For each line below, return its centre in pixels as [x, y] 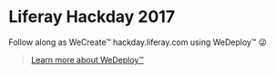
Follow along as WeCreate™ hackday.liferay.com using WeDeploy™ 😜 [138, 42]
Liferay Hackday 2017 [92, 17]
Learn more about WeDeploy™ [87, 59]
